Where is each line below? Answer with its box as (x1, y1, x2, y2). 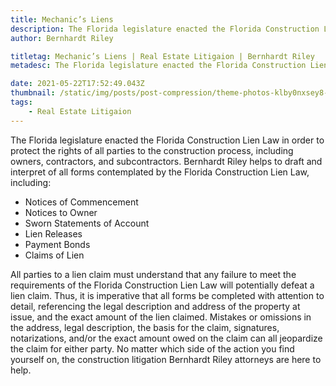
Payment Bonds (24, 238, 91, 250)
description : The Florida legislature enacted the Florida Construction (10, 24, 320, 34)
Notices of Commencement (24, 196, 139, 208)
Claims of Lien (24, 249, 85, 261)
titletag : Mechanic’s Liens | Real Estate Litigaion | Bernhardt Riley (10, 51, 315, 61)
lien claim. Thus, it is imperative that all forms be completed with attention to (10, 289, 325, 301)
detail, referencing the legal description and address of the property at (10, 300, 301, 312)
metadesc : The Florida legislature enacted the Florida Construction (10, 61, 307, 71)
